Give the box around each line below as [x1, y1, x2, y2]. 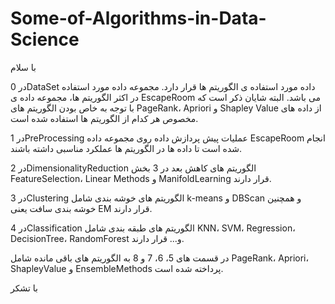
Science [10, 28, 80, 51]
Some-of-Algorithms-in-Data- [10, 7, 267, 30]
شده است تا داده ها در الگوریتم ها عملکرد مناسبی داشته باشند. [10, 142, 243, 154]
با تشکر [10, 282, 38, 294]
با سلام [10, 61, 37, 73]
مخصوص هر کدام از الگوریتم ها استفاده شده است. [10, 112, 199, 124]
